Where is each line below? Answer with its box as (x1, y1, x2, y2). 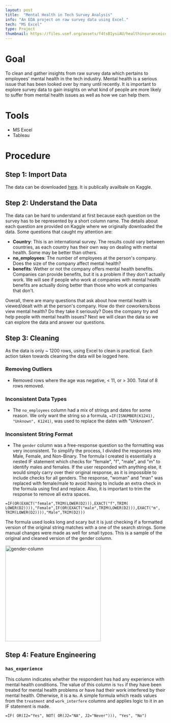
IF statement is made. (5, 704, 51, 710)
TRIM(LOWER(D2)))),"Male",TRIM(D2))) (5, 510, 85, 515)
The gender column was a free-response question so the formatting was (12, 442, 164, 448)
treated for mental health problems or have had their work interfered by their (5, 687, 165, 693)
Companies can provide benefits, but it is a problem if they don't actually (12, 271, 165, 277)
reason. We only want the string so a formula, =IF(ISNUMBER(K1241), (12, 413, 155, 419)
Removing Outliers (5, 366, 52, 373)
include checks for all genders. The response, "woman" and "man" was (12, 475, 163, 481)
